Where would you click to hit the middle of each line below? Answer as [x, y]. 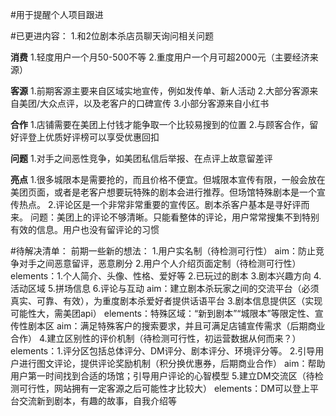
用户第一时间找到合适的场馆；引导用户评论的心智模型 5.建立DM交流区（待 [162, 376]
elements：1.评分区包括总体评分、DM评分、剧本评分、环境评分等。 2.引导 [163, 351]
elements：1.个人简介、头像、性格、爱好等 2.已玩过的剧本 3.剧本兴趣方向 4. [166, 276]
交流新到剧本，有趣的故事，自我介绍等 [97, 401]
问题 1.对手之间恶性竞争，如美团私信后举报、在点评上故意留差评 [141, 158]
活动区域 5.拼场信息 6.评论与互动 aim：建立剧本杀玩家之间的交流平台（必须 [165, 288]
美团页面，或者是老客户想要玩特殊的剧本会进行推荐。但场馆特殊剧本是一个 [163, 192]
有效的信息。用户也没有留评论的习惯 [85, 229]
